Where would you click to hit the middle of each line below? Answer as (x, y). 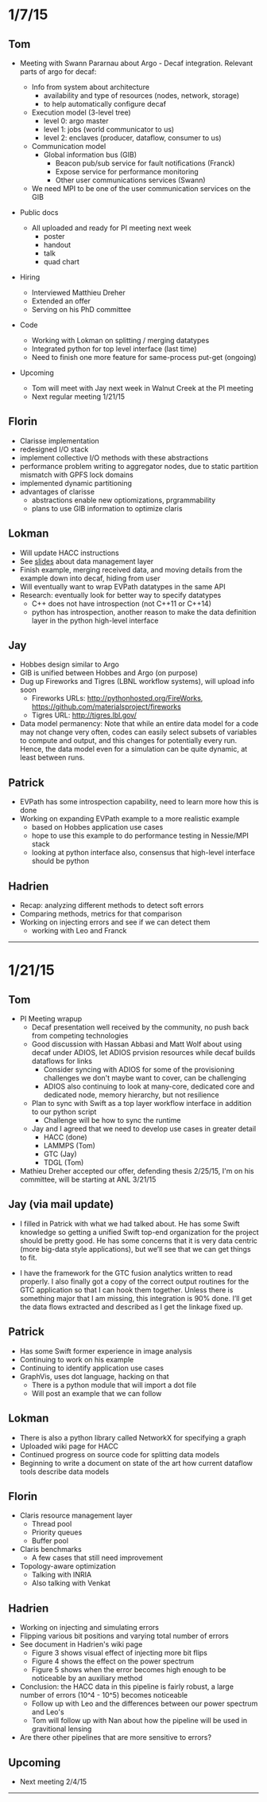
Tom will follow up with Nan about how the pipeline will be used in (139, 1721)
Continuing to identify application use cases (92, 1368)
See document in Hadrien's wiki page (81, 1644)
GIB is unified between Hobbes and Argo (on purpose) (109, 673)
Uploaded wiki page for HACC (69, 1446)
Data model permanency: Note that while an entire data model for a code (139, 724)
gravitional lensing (62, 1729)
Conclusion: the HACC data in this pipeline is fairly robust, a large (127, 1687)
